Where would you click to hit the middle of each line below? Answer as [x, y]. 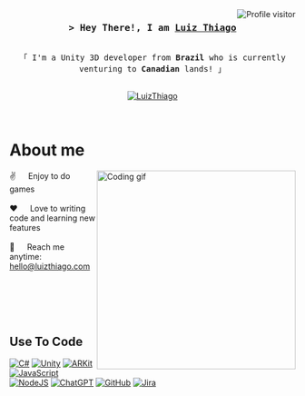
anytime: [26, 257]
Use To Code [46, 341]
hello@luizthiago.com [50, 266]
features [25, 228]
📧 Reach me [37, 247]
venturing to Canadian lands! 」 [152, 69]
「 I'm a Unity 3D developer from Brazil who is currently [152, 58]
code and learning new [52, 218]
